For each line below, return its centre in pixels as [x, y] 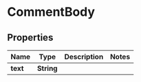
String [47, 68]
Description [84, 57]
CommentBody [51, 12]
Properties [30, 38]
